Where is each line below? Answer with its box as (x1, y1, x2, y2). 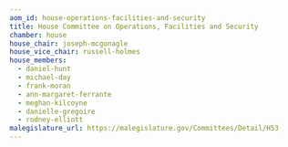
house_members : (9, 56, 67, 65)
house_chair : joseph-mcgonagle (9, 38, 129, 48)
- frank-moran (17, 81, 71, 90)
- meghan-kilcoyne (17, 98, 88, 108)
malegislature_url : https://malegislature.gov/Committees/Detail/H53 (9, 124, 280, 133)
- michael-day (17, 73, 71, 82)
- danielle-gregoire (17, 107, 96, 116)
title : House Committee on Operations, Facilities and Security (9, 22, 259, 31)
